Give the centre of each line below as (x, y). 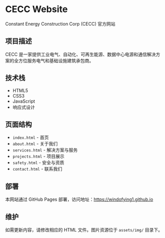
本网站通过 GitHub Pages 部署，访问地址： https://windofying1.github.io (79, 199)
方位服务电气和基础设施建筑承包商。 (56, 60)
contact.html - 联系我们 (37, 169)
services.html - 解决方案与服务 (45, 150)
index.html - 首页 (31, 137)
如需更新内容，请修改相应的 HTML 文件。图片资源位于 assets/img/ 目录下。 (84, 230)
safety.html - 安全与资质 (38, 163)
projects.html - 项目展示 (38, 156)
